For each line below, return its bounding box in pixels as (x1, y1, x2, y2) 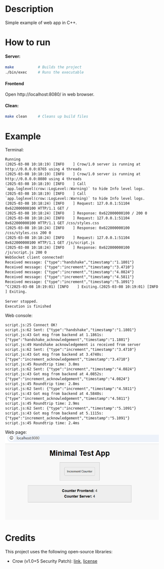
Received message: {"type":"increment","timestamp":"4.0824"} (5, 270, 134, 275)
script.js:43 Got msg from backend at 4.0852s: (5, 371, 104, 377)
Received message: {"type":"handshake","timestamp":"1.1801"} (5, 260, 134, 265)
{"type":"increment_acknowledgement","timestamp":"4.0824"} (5, 376, 130, 382)
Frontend (5, 80, 24, 86)
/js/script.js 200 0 (5, 250, 47, 255)
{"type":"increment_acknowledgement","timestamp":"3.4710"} (5, 357, 130, 362)
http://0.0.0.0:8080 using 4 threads (5, 176, 82, 182)
